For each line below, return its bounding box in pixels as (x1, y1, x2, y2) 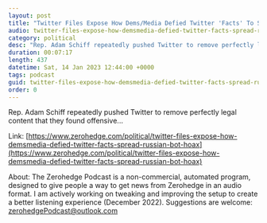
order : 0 (8, 85, 37, 94)
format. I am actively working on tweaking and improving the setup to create (8, 189, 258, 199)
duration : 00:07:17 (8, 49, 73, 57)
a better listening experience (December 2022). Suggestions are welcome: (8, 198, 253, 207)
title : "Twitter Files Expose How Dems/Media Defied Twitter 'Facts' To (8, 19, 254, 27)
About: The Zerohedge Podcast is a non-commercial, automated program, (8, 172, 251, 182)
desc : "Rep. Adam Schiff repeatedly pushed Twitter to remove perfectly (8, 41, 254, 49)
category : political (8, 33, 77, 42)
